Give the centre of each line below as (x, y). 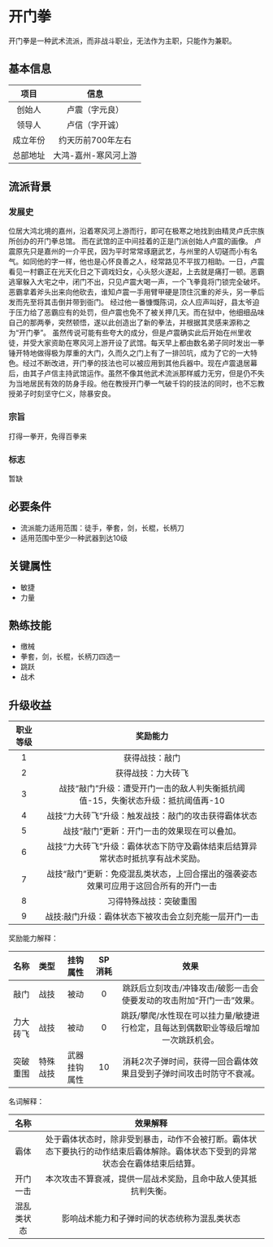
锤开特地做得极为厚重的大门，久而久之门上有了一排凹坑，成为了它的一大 (129, 353)
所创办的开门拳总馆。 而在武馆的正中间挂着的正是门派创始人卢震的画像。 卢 (135, 242)
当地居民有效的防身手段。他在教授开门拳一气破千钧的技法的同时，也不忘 (136, 384)
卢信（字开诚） (95, 124)
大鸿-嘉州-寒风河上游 (95, 155)
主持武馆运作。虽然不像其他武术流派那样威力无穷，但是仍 (154, 373)
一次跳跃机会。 (191, 1040)
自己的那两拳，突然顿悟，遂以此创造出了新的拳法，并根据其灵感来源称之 (129, 323)
